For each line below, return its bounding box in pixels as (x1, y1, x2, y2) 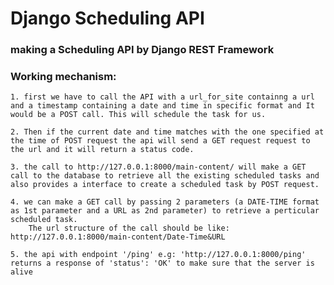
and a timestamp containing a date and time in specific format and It (10, 101, 315, 111)
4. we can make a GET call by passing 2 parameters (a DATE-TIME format (10, 197, 320, 207)
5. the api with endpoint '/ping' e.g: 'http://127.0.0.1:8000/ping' (10, 250, 307, 260)
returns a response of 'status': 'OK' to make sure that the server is (10, 258, 315, 269)
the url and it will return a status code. (10, 145, 195, 155)
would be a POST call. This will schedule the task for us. (10, 110, 267, 120)
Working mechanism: (10, 70, 117, 84)
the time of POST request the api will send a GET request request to (10, 136, 311, 146)
